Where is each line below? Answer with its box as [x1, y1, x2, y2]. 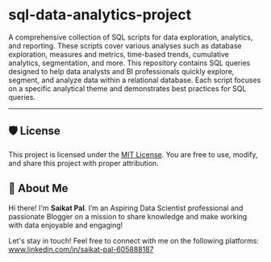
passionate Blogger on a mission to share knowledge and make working [8, 211, 248, 221]
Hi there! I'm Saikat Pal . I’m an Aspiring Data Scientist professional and [8, 203, 244, 213]
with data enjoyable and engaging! [8, 220, 123, 230]
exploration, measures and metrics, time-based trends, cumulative [8, 49, 230, 59]
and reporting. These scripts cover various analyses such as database [8, 40, 242, 50]
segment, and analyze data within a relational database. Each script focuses [8, 75, 261, 85]
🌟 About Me [8, 181, 69, 195]
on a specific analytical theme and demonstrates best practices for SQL [8, 83, 247, 94]
